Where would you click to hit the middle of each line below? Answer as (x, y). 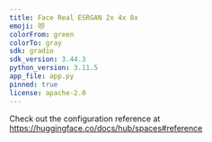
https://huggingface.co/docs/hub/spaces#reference (106, 128)
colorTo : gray (36, 43)
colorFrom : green (42, 34)
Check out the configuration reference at (85, 119)
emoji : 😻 (27, 26)
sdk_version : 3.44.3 (48, 59)
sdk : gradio (31, 51)
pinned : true (34, 84)
